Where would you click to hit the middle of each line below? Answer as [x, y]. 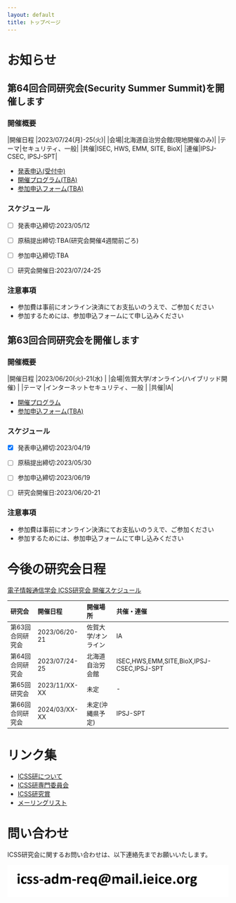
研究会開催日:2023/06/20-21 [59, 493]
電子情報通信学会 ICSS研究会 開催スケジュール [74, 590]
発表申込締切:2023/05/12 [53, 225]
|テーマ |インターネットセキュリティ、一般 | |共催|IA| [97, 387]
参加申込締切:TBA [43, 255]
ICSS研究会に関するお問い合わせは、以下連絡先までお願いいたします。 [110, 854]
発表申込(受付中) [41, 171]
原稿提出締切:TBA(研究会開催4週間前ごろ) [78, 240]
